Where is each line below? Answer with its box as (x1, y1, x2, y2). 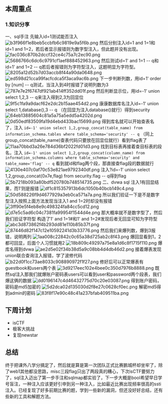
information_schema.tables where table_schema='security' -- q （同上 (5, 131, 154, 137)
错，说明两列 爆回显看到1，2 (5, 234, 161, 240)
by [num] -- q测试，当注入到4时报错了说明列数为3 (5, 82, 109, 88)
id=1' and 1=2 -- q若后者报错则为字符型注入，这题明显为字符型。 (5, 64, 138, 70)
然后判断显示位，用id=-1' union (95, 88, 160, 94)
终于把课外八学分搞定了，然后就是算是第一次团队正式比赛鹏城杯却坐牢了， (5, 362, 158, 368)
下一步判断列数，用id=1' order (99, 75, 161, 81)
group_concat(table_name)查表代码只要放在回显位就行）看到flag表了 (5, 137, 147, 143)
